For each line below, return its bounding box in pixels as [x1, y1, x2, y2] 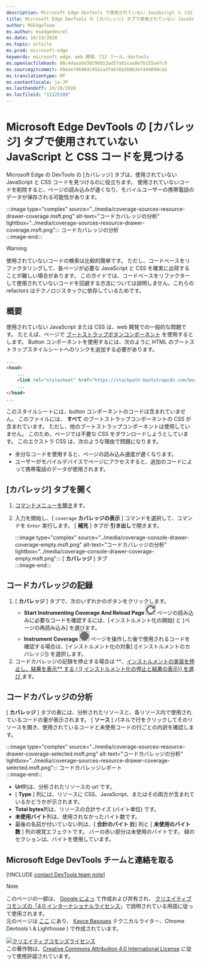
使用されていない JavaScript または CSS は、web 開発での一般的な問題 [6, 323, 181, 330]
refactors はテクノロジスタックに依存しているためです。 [6, 287, 145, 294]
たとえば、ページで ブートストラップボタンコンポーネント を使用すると [17, 330, 194, 338]
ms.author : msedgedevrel [6, 29, 68, 35]
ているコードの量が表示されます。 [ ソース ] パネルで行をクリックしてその [6, 716, 188, 724]
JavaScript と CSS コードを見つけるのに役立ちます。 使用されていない [6, 178, 179, 186]
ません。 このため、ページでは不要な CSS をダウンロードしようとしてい [6, 430, 184, 437]
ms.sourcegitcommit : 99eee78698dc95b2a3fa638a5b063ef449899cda [6, 66, 167, 72]
